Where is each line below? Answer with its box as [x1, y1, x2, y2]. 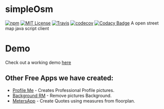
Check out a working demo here [5, 59, 71, 65]
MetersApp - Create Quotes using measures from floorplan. [12, 97, 136, 103]
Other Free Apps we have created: [5, 74, 114, 82]
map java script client [5, 25, 49, 31]
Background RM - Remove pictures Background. [12, 92, 112, 98]
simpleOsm [5, 3, 53, 15]
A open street [131, 20, 159, 26]
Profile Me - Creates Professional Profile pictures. [12, 87, 115, 93]
